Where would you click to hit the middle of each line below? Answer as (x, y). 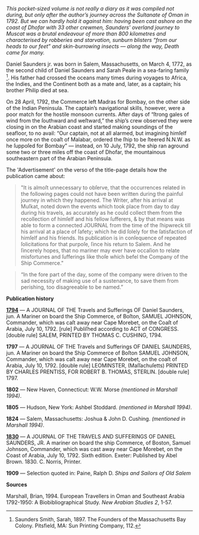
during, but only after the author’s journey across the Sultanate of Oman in (98, 15)
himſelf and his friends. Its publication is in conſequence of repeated (103, 238)
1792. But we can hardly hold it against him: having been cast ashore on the (99, 21)
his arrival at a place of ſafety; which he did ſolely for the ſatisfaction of (106, 231)
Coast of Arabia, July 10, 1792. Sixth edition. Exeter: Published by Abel (92, 455)
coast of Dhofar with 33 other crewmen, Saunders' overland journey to (93, 27)
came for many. (25, 52)
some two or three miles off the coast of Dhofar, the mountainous (86, 152)
